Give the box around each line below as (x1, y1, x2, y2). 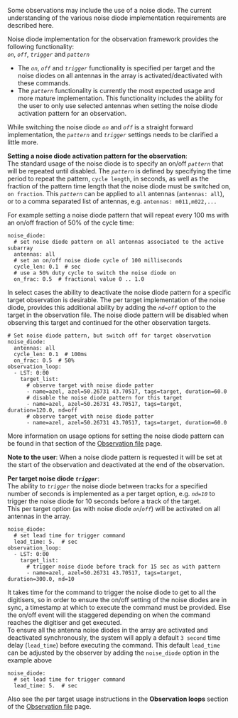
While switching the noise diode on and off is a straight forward (7, 123, 193, 131)
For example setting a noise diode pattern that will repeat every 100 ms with (7, 211, 229, 219)
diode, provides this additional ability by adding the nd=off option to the (7, 304, 217, 311)
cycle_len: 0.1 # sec (13, 263, 81, 270)
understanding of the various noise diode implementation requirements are (7, 14, 227, 22)
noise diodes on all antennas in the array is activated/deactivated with (17, 71, 222, 80)
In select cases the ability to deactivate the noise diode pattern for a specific (7, 288, 232, 296)
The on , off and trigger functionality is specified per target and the (17, 64, 215, 72)
